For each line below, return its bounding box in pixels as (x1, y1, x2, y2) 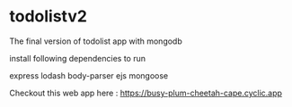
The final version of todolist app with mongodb (9, 36, 182, 46)
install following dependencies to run (9, 53, 146, 63)
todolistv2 (9, 6, 88, 27)
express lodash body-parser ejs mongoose (9, 70, 169, 81)
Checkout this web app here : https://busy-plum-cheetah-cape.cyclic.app (9, 87, 283, 98)
